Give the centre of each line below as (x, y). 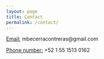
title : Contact (25, 17)
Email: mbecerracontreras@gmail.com (52, 39)
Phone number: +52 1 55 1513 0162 (48, 50)
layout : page (22, 11)
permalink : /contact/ (32, 22)
